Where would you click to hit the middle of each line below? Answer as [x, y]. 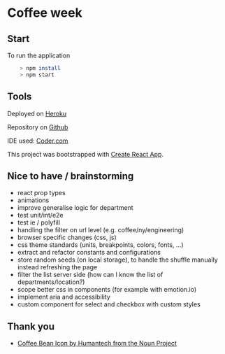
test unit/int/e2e [41, 215]
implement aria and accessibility [64, 297]
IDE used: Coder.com [38, 141]
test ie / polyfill [39, 222]
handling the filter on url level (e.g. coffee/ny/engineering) [101, 230]
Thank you [31, 326]
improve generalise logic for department [75, 208]
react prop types [41, 193]
